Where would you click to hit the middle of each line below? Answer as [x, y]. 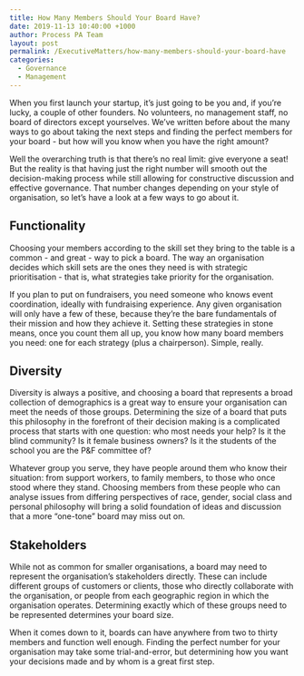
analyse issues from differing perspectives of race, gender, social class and [151, 497]
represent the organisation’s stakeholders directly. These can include [138, 576]
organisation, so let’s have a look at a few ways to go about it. [124, 197]
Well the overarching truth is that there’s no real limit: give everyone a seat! [149, 159]
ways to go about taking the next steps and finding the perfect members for [151, 132]
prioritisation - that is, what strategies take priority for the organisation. [142, 277]
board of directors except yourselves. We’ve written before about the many [150, 122]
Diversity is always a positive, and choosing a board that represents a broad [151, 393]
